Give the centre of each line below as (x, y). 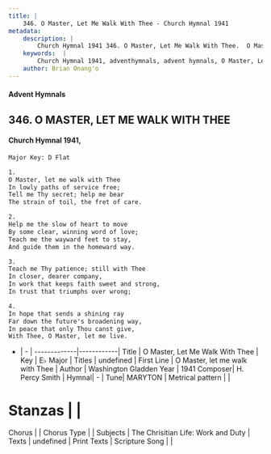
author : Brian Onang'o (61, 69)
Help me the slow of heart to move (68, 225)
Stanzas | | (45, 410)
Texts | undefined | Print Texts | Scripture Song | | (91, 441)
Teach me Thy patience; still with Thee (77, 269)
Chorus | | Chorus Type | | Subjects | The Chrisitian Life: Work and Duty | (129, 433)
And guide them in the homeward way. (72, 247)
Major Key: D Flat (39, 157)
